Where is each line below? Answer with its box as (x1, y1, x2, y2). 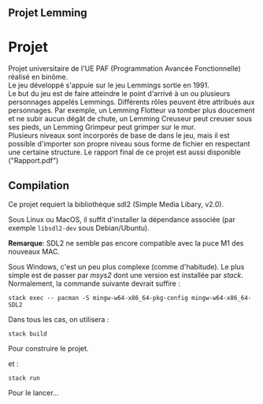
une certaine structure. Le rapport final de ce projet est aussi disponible (8, 147, 242, 157)
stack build (8, 330, 47, 338)
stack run (8, 374, 41, 383)
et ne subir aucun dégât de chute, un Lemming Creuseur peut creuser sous (8, 114, 253, 124)
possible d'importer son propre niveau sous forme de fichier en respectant (8, 139, 250, 149)
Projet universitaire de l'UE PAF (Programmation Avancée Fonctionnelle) (8, 64, 242, 73)
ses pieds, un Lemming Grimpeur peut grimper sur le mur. (8, 122, 196, 132)
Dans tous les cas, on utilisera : (8, 315, 109, 324)
